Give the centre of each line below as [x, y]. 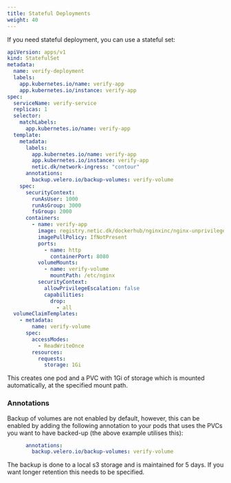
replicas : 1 [31, 110]
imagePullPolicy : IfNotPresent [82, 237]
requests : [52, 359]
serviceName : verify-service [55, 103]
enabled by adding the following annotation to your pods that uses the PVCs [115, 425]
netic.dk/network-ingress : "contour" [86, 167]
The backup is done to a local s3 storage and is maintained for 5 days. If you [115, 465]
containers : [42, 218]
